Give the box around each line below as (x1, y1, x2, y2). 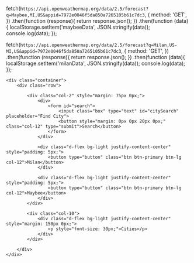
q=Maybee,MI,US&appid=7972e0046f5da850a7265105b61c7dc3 (6, 12, 145, 18)
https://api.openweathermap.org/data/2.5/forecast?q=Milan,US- (20, 42, 178, 48)
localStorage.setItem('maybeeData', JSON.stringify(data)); (9, 23, 150, 30)
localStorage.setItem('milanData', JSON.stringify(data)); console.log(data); (6, 60, 186, 67)
